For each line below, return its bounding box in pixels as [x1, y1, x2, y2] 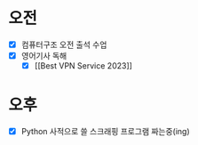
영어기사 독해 [20, 51, 67, 60]
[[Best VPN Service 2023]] [34, 60, 132, 71]
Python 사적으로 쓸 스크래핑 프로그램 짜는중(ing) [20, 126, 190, 137]
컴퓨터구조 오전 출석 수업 [20, 39, 107, 50]
